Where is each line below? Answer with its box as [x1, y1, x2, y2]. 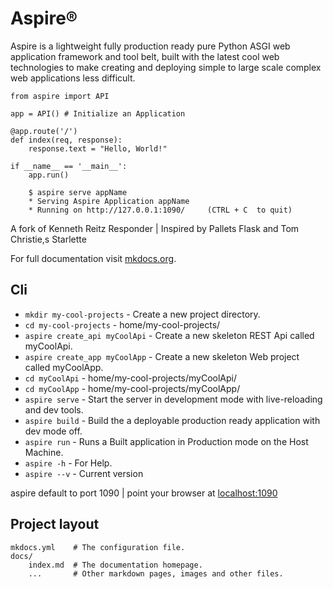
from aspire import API [10, 91, 110, 101]
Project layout [10, 516, 100, 533]
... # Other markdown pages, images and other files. [28, 568, 284, 579]
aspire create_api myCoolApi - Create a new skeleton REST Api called [24, 329, 315, 341]
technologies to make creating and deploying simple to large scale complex [10, 61, 322, 73]
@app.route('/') [10, 126, 78, 136]
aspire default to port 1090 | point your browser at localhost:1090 [10, 487, 278, 499]
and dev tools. [24, 403, 84, 416]
